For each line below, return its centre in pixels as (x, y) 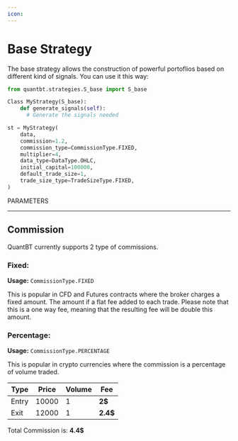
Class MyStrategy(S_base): (47, 102)
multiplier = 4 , (41, 154)
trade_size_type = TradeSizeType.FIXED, (77, 181)
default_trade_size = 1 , (53, 174)
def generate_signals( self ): (63, 108)
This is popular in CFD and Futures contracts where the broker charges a (114, 294)
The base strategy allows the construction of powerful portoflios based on (116, 69)
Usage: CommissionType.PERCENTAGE (58, 351)
